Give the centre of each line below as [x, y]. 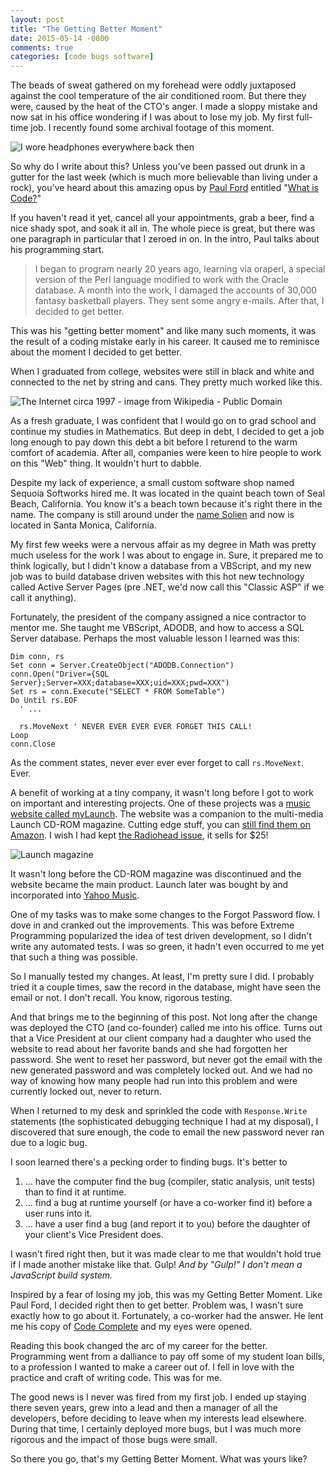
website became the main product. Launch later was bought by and [149, 885]
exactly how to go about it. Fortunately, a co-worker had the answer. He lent [167, 1316]
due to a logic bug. [49, 1143]
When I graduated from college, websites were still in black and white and [162, 372]
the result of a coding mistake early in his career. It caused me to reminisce [165, 342]
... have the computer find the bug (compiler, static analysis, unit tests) [170, 1182]
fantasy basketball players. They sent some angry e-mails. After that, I [179, 301]
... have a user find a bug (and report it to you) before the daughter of [167, 1224]
